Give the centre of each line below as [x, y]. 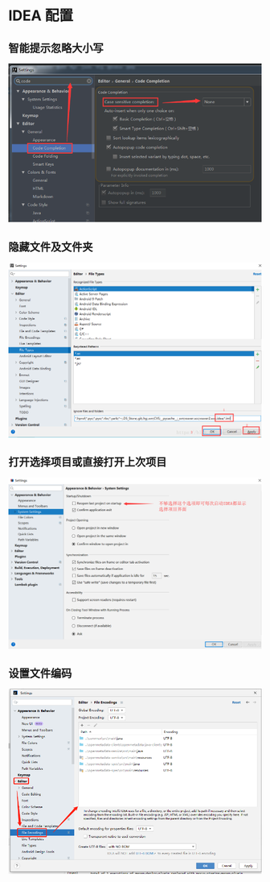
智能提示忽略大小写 [56, 48]
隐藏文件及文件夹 [51, 247]
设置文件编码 [40, 673]
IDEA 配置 [41, 16]
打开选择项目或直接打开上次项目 [88, 462]
